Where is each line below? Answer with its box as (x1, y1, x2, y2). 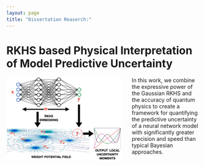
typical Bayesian (131, 141, 173, 149)
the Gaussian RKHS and (131, 89, 192, 97)
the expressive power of (131, 83, 193, 91)
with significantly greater (131, 129, 195, 136)
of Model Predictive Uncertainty (6, 56, 173, 70)
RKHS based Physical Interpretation (6, 43, 193, 58)
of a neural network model (131, 123, 198, 130)
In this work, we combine (131, 77, 195, 84)
